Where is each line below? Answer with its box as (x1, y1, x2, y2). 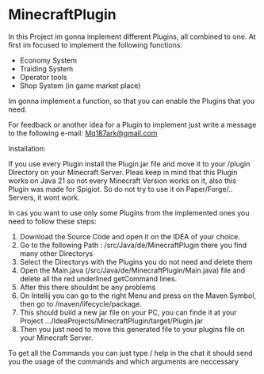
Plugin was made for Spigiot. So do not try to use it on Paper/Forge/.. (8, 184, 233, 193)
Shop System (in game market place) (19, 81, 141, 90)
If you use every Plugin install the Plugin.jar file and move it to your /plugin (8, 158, 251, 168)
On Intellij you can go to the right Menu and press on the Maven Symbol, (19, 291, 256, 300)
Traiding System (19, 63, 74, 73)
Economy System (19, 55, 78, 65)
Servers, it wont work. (8, 193, 81, 202)
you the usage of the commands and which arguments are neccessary (8, 357, 239, 366)
